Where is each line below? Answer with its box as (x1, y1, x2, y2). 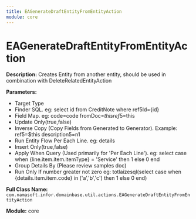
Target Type (14, 100, 44, 107)
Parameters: (6, 88, 37, 95)
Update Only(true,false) (14, 118, 72, 126)
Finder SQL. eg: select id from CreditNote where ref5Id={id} (14, 106, 160, 113)
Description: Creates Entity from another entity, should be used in (6, 71, 166, 78)
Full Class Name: (6, 186, 48, 193)
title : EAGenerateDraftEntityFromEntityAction (6, 8, 122, 15)
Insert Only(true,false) (14, 143, 68, 150)
